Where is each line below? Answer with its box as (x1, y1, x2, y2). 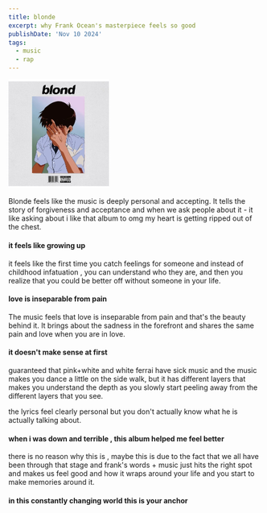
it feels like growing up (8, 241, 86, 250)
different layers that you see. (8, 391, 104, 401)
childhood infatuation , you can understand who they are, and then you (8, 267, 244, 277)
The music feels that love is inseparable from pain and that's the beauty (8, 312, 246, 321)
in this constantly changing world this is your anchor (8, 495, 188, 505)
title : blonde (8, 13, 56, 21)
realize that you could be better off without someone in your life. (8, 275, 221, 285)
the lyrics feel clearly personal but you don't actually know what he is (8, 407, 238, 416)
